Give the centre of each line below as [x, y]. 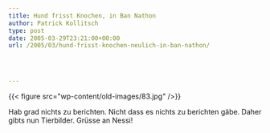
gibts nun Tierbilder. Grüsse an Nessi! [71, 120]
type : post [27, 30]
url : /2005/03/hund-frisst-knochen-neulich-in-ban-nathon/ [109, 46]
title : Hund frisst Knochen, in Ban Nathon [82, 16]
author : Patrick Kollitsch [53, 23]
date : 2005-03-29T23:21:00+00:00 [64, 38]
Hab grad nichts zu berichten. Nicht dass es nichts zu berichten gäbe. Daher [135, 112]
